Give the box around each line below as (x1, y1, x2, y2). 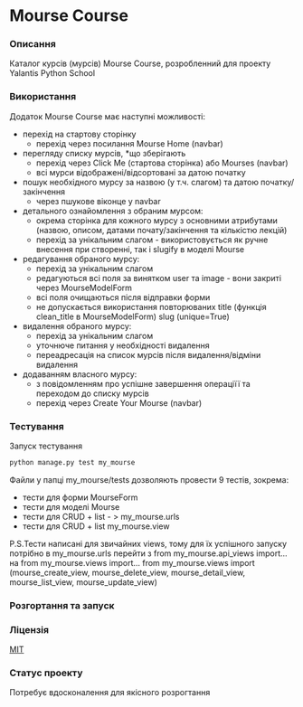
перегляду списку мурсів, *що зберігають (22, 147, 186, 158)
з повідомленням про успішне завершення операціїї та (35, 378, 251, 389)
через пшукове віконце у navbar (35, 195, 161, 206)
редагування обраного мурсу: (22, 253, 140, 264)
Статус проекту (9, 666, 83, 679)
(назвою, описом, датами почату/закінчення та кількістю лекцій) (35, 224, 288, 235)
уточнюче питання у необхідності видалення (35, 340, 210, 351)
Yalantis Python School (9, 68, 96, 79)
